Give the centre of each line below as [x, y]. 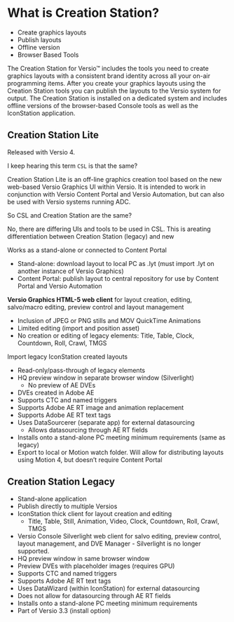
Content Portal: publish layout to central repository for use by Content [118, 278]
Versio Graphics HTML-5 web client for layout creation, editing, [100, 299]
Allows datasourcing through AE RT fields [88, 430]
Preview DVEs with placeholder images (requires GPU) [96, 566]
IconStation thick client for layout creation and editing [95, 513]
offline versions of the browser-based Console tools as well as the [103, 105]
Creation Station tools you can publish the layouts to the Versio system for [114, 91]
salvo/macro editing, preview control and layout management [96, 307]
